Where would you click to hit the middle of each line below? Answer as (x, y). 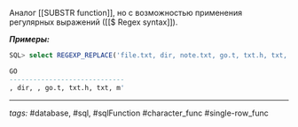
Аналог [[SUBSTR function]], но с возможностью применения (126, 13)
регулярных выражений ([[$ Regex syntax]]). (94, 22)
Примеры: (30, 39)
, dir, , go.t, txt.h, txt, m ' (67, 87)
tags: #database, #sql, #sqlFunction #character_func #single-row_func (139, 113)
